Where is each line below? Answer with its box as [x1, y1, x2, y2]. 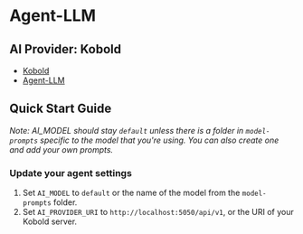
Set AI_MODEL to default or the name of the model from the [22, 187, 241, 199]
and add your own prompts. [9, 144, 114, 154]
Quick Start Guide [9, 101, 112, 117]
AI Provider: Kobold [9, 42, 122, 57]
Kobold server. [22, 216, 78, 227]
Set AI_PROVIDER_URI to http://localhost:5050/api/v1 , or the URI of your [22, 207, 294, 218]
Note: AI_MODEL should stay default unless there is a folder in [9, 125, 244, 136]
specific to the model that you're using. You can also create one [40, 135, 279, 145]
